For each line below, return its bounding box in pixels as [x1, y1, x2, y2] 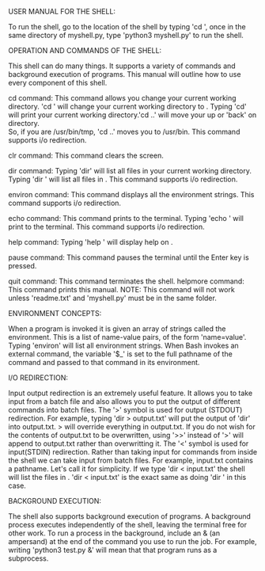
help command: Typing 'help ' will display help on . [8, 238, 173, 246]
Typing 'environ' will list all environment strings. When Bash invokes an [8, 341, 239, 350]
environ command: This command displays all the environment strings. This [8, 190, 255, 199]
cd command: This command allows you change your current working [8, 93, 237, 102]
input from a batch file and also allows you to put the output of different [8, 397, 241, 406]
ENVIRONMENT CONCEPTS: [8, 309, 102, 318]
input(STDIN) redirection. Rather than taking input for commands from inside [8, 447, 258, 456]
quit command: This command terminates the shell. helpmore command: [8, 276, 245, 286]
